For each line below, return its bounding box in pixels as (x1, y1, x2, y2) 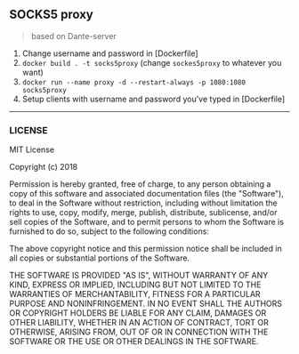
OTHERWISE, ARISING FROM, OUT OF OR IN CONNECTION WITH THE (9, 326, 269, 337)
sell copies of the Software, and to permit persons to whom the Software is (9, 217, 285, 228)
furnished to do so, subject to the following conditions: (9, 226, 209, 237)
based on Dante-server (30, 30, 117, 41)
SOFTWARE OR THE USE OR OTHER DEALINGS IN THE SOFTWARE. (9, 336, 259, 347)
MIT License (9, 144, 55, 155)
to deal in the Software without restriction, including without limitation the (9, 197, 278, 208)
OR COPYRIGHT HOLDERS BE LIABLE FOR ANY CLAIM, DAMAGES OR (9, 308, 267, 318)
